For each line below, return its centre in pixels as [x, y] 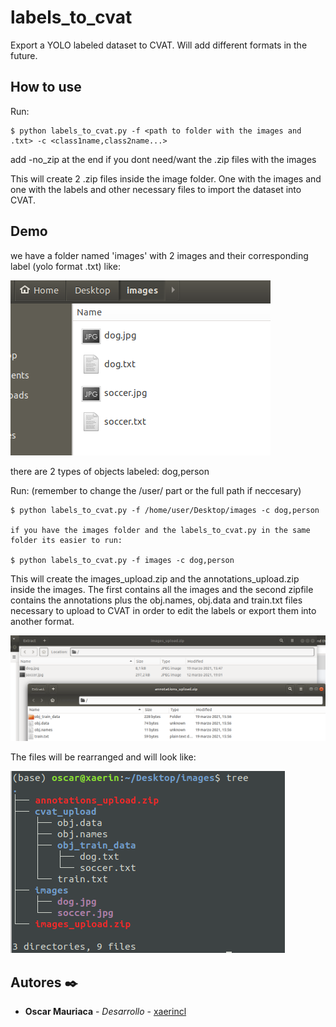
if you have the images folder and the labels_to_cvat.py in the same [160, 530]
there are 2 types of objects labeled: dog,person [110, 471]
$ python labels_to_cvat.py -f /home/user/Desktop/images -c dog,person [165, 510]
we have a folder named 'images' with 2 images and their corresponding [159, 255]
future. [24, 55]
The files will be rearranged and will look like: [103, 757]
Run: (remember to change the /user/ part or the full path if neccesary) [156, 490]
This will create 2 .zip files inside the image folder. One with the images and [166, 178]
